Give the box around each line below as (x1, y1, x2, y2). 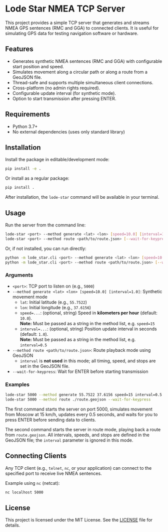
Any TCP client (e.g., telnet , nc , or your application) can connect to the (5, 465, 152, 471)
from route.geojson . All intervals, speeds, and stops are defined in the (5, 432, 150, 438)
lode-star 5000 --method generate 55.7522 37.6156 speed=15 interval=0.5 (5, 392, 162, 397)
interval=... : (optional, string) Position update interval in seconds (19, 326, 157, 332)
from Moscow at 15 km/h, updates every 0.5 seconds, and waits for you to (5, 411, 158, 417)
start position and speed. (12, 63, 64, 69)
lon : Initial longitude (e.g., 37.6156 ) (19, 304, 91, 310)
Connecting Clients (5, 452, 66, 460)
